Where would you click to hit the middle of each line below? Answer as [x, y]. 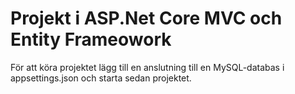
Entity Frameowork [91, 39]
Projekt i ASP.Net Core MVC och [146, 18]
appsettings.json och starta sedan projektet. [101, 78]
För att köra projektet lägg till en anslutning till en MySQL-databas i [147, 67]
